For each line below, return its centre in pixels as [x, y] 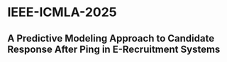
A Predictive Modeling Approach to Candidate [111, 38]
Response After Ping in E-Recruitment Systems [114, 49]
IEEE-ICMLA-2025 [62, 12]
